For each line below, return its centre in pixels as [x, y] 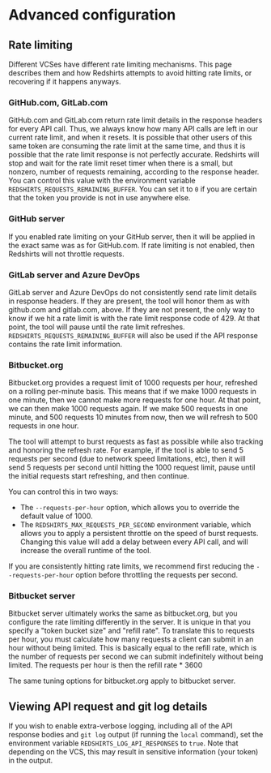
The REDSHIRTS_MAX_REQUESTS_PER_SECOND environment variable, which [135, 525]
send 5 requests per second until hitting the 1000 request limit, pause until [132, 467]
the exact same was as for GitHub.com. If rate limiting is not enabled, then [131, 245]
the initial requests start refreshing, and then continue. [99, 476]
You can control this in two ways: [64, 492]
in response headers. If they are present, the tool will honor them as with [129, 301]
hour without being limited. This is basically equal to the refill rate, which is [133, 648]
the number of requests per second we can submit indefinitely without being [136, 657]
